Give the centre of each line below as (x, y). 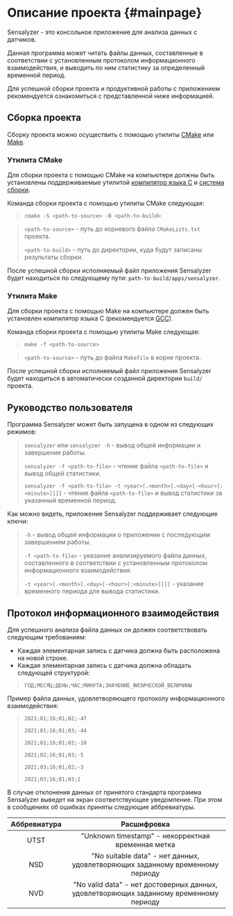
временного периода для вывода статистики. (92, 591)
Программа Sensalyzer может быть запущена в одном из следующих (110, 425)
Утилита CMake (35, 160)
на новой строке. (43, 657)
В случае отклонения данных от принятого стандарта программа (104, 792)
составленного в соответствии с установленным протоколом (116, 563)
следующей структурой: (53, 673)
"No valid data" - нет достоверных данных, (146, 884)
